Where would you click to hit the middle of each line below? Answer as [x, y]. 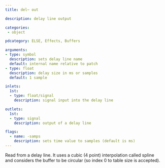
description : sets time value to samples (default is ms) [75, 141]
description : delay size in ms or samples [54, 73]
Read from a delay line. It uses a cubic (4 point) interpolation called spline [80, 155]
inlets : [13, 86]
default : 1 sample [29, 78]
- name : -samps [25, 136]
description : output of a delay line [53, 123]
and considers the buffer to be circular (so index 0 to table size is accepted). [83, 160]
